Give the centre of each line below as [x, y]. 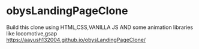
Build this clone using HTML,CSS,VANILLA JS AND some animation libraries [100, 27]
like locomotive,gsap [32, 33]
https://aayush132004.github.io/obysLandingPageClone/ [76, 40]
